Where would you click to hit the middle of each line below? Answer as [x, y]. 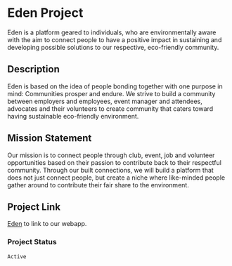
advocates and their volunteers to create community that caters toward [110, 108]
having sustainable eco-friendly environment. [73, 116]
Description [33, 69]
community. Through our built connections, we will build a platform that [111, 170]
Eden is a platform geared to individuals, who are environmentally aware [112, 32]
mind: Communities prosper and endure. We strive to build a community [111, 93]
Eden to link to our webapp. [47, 224]
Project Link [34, 207]
